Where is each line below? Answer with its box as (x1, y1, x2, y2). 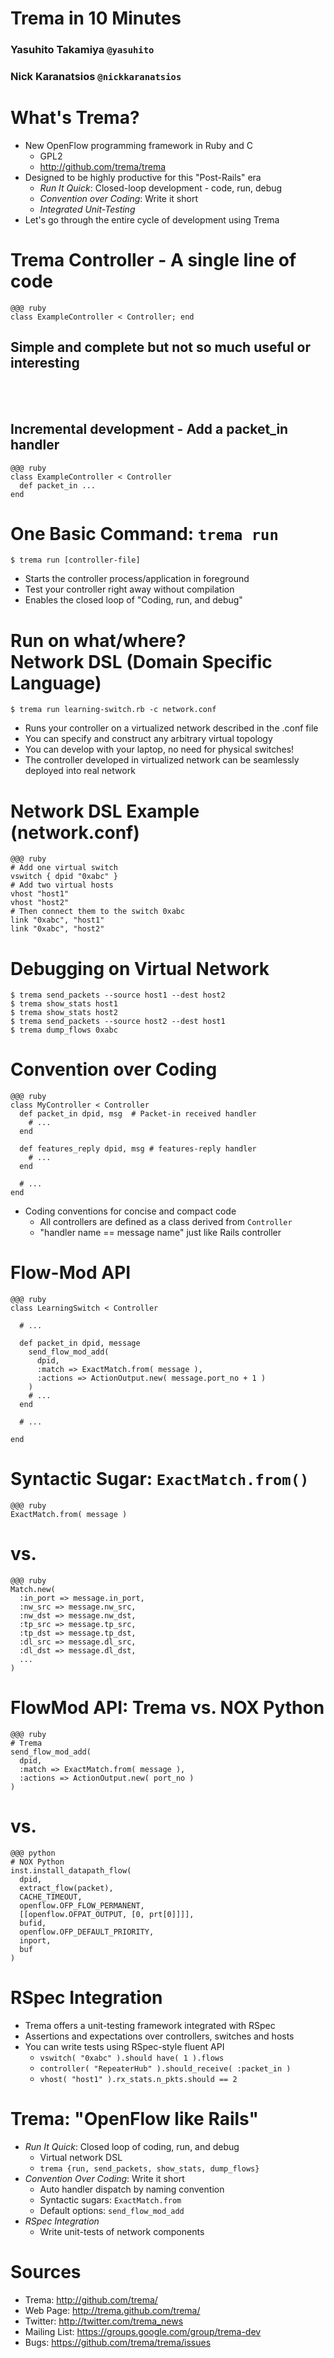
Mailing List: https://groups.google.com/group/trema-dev (24, 2325, 262, 2337)
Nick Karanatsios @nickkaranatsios (10, 70, 182, 84)
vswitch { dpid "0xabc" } (10, 872, 118, 882)
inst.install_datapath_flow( (10, 1865, 132, 1876)
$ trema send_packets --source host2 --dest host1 (10, 1017, 226, 1027)
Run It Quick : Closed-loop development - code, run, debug (39, 182, 283, 194)
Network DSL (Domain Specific (10, 650, 273, 673)
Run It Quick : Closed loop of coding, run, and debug (24, 2140, 240, 2152)
